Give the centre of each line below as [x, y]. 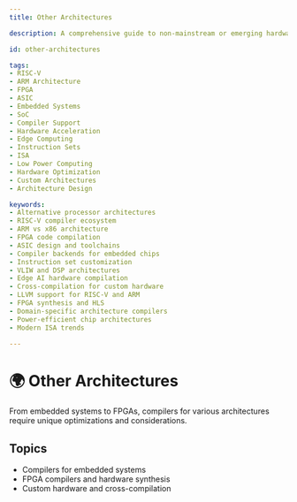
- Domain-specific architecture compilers [88, 311]
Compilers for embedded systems [84, 470]
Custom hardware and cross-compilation [96, 489]
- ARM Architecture [45, 82]
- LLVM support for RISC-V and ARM [75, 295]
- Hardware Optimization [55, 172]
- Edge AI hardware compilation [69, 278]
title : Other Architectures [61, 17]
